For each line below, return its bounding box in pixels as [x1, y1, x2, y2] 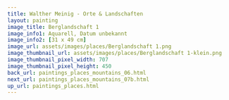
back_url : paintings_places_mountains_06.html [7, 69, 147, 76]
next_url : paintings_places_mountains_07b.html [7, 75, 150, 83]
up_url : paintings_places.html [7, 82, 99, 89]
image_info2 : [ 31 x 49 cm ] [7, 37, 87, 44]
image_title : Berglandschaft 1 [7, 23, 99, 30]
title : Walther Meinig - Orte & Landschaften [7, 10, 143, 18]
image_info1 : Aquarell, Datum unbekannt [7, 30, 128, 37]
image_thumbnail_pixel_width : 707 [7, 56, 109, 63]
